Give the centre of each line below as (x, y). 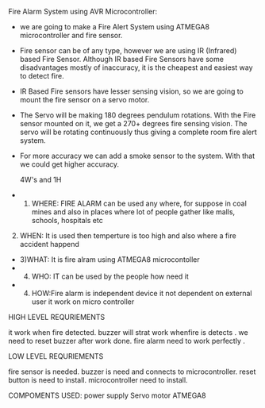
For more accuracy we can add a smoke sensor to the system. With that (137, 156)
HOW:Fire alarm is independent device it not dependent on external (142, 293)
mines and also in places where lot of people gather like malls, (133, 212)
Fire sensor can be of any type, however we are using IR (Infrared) (128, 50)
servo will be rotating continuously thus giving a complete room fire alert (138, 132)
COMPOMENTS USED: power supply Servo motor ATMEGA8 (107, 395)
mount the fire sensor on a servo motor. (84, 100)
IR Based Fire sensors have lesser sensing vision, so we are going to (132, 91)
